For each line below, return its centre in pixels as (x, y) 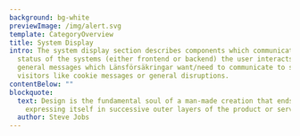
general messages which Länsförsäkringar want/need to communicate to (151, 68)
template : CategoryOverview (62, 34)
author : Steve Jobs (54, 117)
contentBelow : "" (42, 84)
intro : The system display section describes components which (129, 51)
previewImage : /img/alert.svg (66, 26)
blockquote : (31, 92)
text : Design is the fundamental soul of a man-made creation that (146, 101)
